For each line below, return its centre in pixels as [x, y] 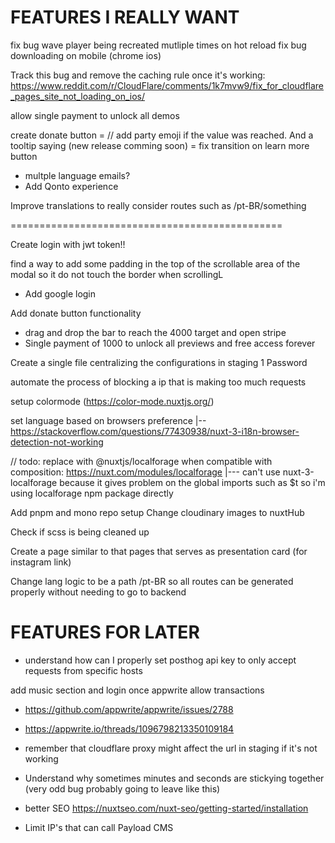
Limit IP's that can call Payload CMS [99, 827]
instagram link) [41, 562]
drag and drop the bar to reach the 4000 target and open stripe [155, 332]
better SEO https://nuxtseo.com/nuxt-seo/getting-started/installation [166, 808]
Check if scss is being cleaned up [80, 532]
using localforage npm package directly [92, 493]
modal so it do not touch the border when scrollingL [117, 274]
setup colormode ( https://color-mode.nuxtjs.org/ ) [112, 401]
